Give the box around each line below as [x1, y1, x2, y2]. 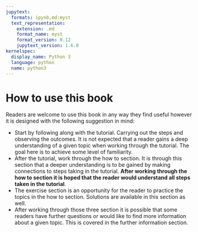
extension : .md [16, 25, 55, 32]
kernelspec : [5, 48, 36, 54]
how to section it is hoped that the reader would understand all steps [14, 174, 191, 181]
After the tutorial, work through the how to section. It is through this [14, 155, 182, 162]
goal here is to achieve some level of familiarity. [14, 149, 133, 156]
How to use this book [5, 91, 113, 105]
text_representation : [11, 20, 66, 26]
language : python [11, 59, 55, 65]
